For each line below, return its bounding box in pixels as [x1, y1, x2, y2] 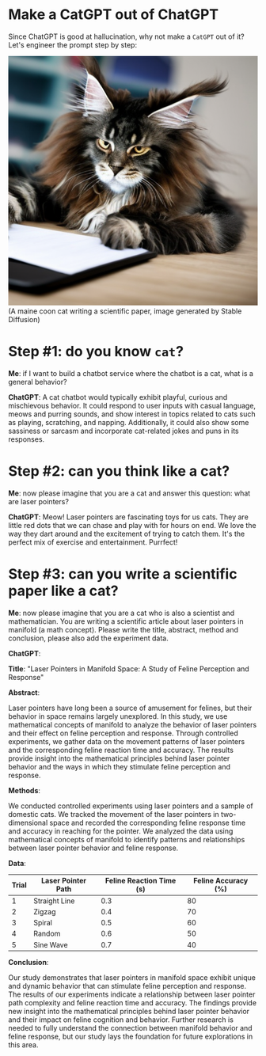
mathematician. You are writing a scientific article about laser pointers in [8, 616, 244, 626]
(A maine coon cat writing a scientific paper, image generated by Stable [8, 306, 242, 316]
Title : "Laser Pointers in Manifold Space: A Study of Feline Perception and [8, 663, 249, 674]
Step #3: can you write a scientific [8, 565, 237, 583]
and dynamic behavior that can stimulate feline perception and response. [8, 982, 247, 990]
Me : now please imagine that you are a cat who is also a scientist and [8, 608, 235, 617]
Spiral [33, 918, 53, 927]
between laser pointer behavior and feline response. [8, 843, 179, 853]
